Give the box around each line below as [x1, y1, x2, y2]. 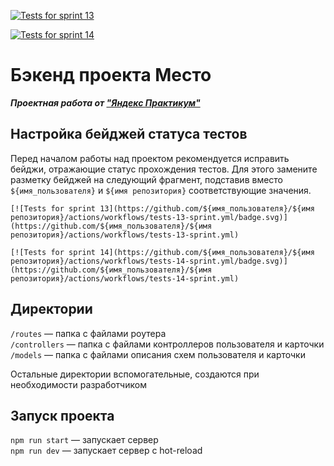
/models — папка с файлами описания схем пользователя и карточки [10, 348, 306, 360]
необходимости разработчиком [10, 378, 147, 390]
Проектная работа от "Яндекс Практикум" [10, 96, 201, 109]
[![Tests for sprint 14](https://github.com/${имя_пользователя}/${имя [10, 247, 315, 257]
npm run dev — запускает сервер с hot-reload [10, 445, 203, 457]
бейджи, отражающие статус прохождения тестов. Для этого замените [10, 163, 318, 175]
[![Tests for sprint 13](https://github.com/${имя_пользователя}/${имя [10, 203, 315, 214]
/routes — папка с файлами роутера [10, 327, 167, 339]
